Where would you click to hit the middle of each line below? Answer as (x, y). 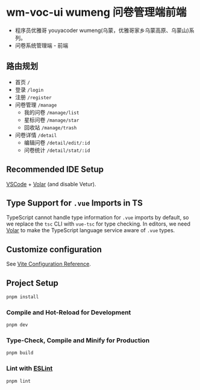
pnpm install (23, 297)
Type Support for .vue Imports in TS (74, 203)
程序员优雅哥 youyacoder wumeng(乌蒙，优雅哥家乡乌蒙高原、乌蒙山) (102, 30)
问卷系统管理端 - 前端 (42, 45)
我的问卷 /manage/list (52, 112)
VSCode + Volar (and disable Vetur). (51, 184)
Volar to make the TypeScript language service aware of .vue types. (91, 230)
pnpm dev (17, 325)
